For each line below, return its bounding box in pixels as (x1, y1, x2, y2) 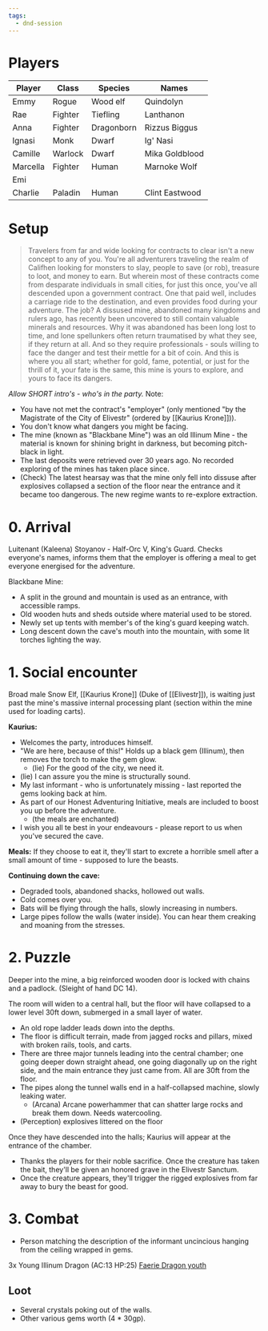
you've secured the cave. (19, 831, 104, 841)
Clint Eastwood (144, 188, 202, 199)
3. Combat (8, 1210, 79, 1228)
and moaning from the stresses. (19, 921, 126, 930)
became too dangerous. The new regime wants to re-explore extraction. (19, 490, 258, 499)
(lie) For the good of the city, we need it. (31, 763, 165, 773)
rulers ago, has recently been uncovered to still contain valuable (27, 314, 240, 324)
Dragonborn (91, 122, 138, 133)
